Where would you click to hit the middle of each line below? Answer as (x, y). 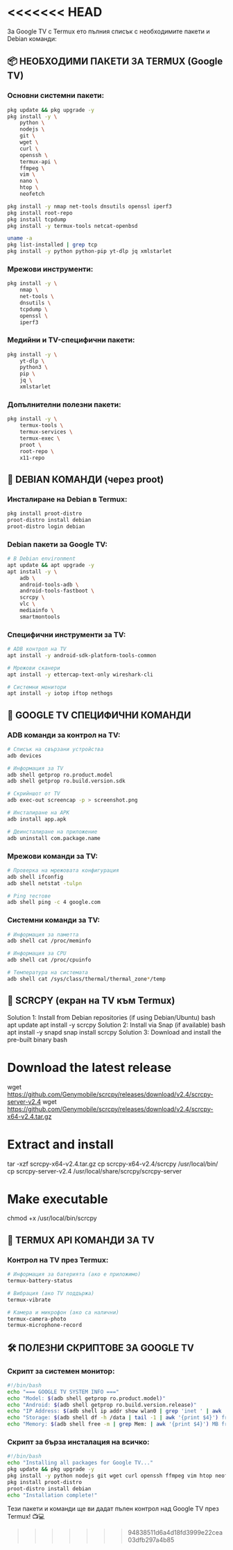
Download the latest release (89, 1067)
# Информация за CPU (37, 954)
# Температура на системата (48, 973)
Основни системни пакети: (56, 96)
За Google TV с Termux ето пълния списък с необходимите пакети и (109, 31)
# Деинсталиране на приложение (52, 832)
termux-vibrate (29, 1300)
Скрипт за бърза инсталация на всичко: (78, 1442)
